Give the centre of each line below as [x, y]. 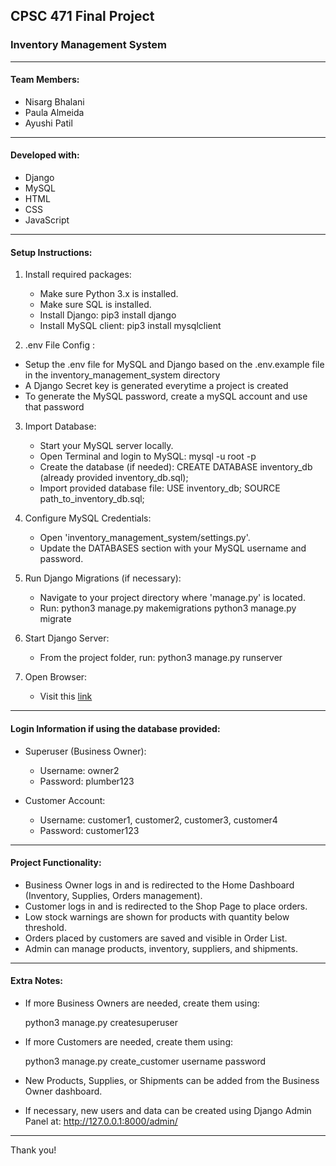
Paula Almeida [54, 112]
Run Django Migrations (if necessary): [103, 578]
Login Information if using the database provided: [115, 728]
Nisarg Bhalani [54, 101]
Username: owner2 [79, 770]
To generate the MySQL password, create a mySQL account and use [166, 396]
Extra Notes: [37, 981]
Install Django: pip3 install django [108, 315]
